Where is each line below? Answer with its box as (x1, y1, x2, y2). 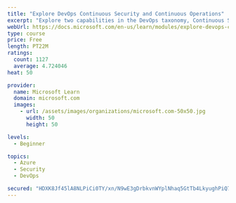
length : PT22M (7, 43, 49, 50)
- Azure (13, 159, 37, 166)
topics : (7, 152, 30, 160)
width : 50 (25, 114, 55, 122)
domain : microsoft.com (13, 95, 80, 102)
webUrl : (7, 23, 30, 30)
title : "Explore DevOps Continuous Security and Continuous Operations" (7, 10, 225, 18)
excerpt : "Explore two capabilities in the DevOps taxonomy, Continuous (7, 17, 225, 24)
